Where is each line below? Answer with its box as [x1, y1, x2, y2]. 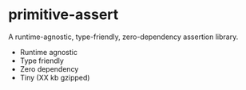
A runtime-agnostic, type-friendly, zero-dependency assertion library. [8, 32, 239, 41]
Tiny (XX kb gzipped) [19, 72, 90, 82]
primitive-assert [8, 6, 119, 24]
